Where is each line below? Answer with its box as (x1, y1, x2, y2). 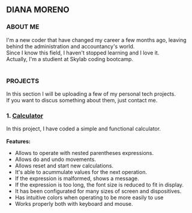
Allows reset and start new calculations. (14, 162, 114, 169)
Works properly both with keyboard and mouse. (14, 200, 133, 208)
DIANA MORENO (6, 5, 70, 15)
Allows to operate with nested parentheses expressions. (14, 150, 154, 157)
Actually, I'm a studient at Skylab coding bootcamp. (6, 55, 134, 62)
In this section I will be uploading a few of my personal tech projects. (6, 90, 176, 98)
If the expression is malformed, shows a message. (14, 175, 139, 182)
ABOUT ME (6, 23, 40, 31)
